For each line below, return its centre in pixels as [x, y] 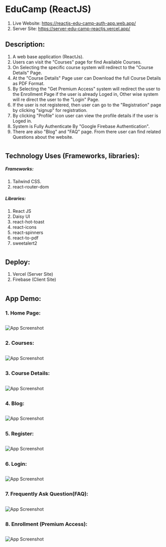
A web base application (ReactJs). [48, 56]
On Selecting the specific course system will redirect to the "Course [83, 67]
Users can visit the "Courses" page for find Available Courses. [77, 62]
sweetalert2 [25, 243]
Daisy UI [21, 216]
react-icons [24, 227]
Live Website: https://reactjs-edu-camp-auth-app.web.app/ [74, 23]
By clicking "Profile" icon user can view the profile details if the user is [85, 115]
